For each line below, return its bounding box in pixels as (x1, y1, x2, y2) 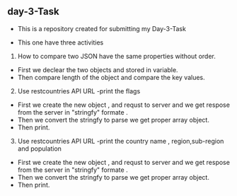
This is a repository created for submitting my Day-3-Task (17, 24, 186, 33)
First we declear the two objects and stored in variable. (17, 65, 178, 74)
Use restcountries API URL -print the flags (17, 86, 141, 95)
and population (17, 144, 62, 153)
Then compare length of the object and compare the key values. (17, 73, 205, 81)
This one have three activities (17, 38, 104, 47)
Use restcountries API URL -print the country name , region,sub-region (17, 137, 224, 145)
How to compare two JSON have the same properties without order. (17, 52, 216, 60)
